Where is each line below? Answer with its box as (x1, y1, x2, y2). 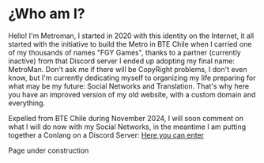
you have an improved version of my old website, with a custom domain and (8, 89, 256, 99)
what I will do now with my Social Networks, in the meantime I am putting (8, 122, 247, 131)
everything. (8, 98, 46, 108)
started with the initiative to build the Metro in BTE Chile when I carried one (8, 39, 252, 48)
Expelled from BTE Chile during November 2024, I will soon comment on (8, 113, 243, 123)
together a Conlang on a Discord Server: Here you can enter (8, 130, 204, 139)
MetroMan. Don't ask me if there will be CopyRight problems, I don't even (8, 64, 247, 74)
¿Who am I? (8, 5, 85, 23)
